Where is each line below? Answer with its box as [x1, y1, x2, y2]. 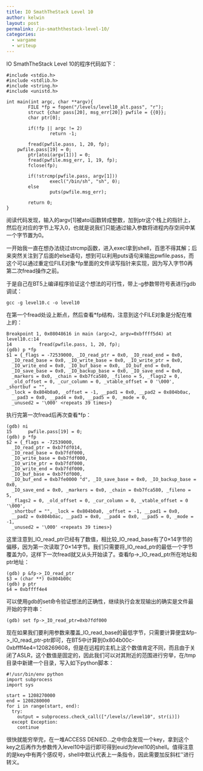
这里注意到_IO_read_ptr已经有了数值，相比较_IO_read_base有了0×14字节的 [6, 535, 193, 543]
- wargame [12, 37, 36, 43]
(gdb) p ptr [6, 581, 36, 587]
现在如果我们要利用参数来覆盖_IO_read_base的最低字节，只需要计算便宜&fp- [6, 628, 198, 636]
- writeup [12, 43, 36, 49]
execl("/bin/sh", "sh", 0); [49, 178, 121, 184]
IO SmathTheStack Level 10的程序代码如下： [6, 60, 117, 67]
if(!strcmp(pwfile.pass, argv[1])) [28, 173, 118, 179]
